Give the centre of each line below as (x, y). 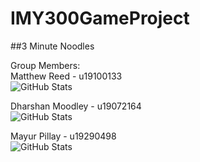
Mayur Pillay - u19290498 (63, 136)
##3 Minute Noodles (52, 46)
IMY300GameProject (100, 18)
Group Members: (45, 65)
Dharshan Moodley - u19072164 (76, 106)
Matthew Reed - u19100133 (66, 76)
